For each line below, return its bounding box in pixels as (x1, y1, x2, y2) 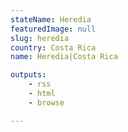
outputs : (10, 70, 47, 80)
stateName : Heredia (10, 14, 92, 25)
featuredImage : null (10, 24, 97, 34)
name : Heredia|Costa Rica (10, 52, 118, 62)
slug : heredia (10, 33, 70, 43)
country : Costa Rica (10, 42, 97, 53)
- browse (28, 97, 65, 108)
